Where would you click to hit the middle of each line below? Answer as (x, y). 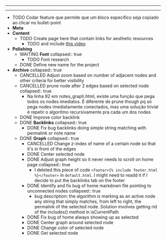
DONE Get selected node (52, 233)
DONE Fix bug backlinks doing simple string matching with (87, 128)
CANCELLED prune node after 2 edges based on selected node (84, 86)
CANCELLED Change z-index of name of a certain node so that (91, 144)
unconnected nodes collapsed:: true (64, 191)
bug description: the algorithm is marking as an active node (95, 196)
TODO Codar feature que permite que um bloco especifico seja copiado (85, 17)
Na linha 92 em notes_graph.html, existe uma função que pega (91, 96)
